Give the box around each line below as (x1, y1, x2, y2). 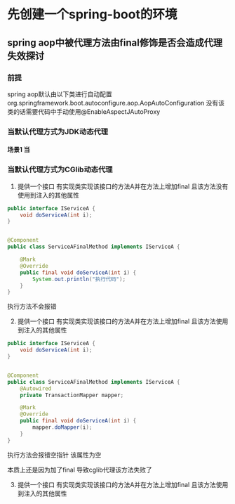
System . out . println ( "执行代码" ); (32, 276, 126, 283)
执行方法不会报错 (7, 302, 57, 311)
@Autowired (20, 385, 52, 392)
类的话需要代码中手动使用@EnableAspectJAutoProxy (7, 107, 161, 116)
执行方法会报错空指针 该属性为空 (7, 451, 102, 459)
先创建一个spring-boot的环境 (7, 6, 177, 22)
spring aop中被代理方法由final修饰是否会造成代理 (7, 37, 223, 49)
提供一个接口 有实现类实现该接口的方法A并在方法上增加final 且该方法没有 (17, 182, 229, 190)
